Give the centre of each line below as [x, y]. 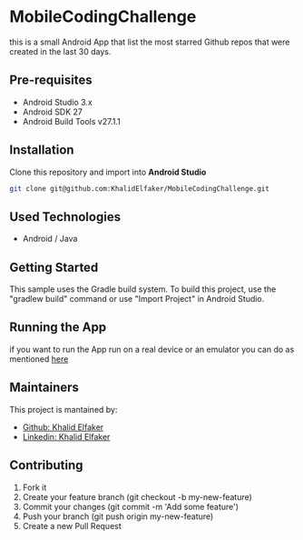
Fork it [34, 487]
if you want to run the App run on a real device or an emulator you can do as [152, 349]
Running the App [58, 328]
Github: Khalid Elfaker [63, 427]
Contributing [46, 465]
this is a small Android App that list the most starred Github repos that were [150, 42]
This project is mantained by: [64, 409]
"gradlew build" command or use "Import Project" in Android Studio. [137, 299]
